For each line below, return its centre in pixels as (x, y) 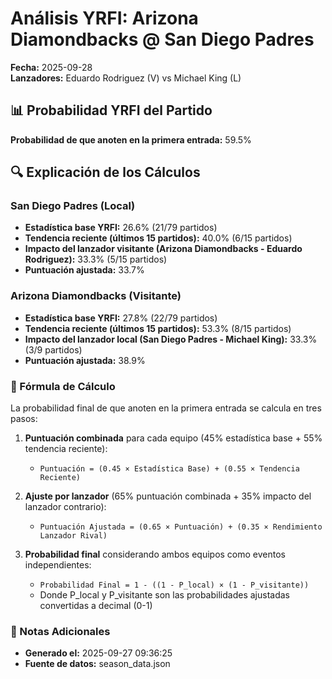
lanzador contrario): (65, 507)
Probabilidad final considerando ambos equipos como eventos (155, 554)
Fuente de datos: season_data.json (97, 664)
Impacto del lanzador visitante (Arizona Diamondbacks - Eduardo (163, 249)
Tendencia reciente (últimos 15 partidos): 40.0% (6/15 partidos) (158, 238)
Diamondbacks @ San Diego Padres (162, 39)
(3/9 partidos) (53, 349)
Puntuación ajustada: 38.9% (85, 360)
